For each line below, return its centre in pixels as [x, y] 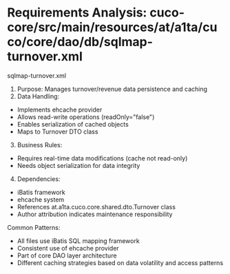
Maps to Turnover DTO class [57, 131]
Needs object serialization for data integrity [79, 165]
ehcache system [41, 199]
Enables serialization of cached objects [73, 124]
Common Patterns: [34, 227]
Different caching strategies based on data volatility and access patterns [120, 262]
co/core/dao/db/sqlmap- [80, 42]
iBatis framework [41, 192]
